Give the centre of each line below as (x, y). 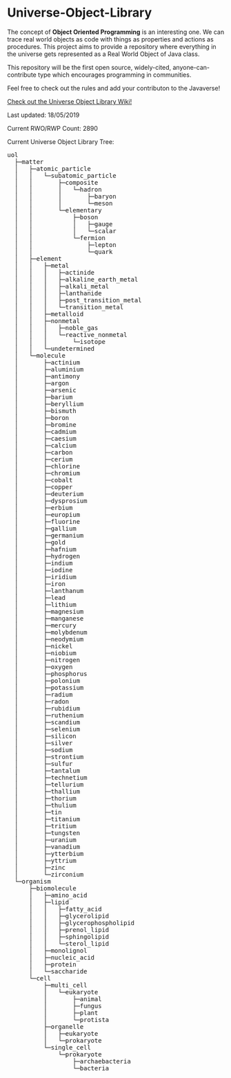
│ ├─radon (42, 701)
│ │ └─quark (63, 252)
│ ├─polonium (47, 680)
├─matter (29, 162)
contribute (22, 75)
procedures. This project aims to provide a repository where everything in (112, 46)
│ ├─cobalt (43, 480)
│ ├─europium (47, 514)
